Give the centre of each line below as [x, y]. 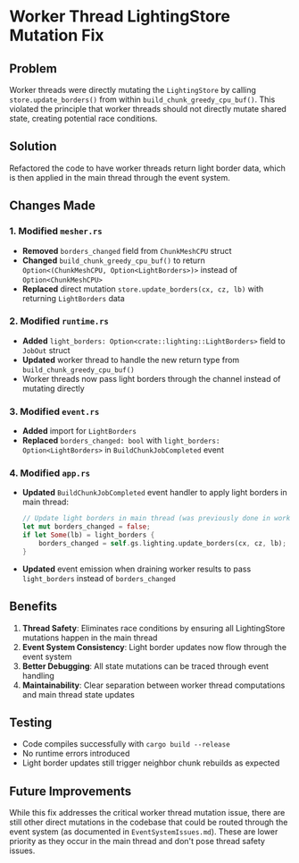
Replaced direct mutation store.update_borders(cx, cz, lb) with [143, 289]
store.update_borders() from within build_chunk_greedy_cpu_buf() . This [142, 99]
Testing [31, 722]
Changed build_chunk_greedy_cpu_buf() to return [113, 260]
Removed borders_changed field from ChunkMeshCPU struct [127, 250]
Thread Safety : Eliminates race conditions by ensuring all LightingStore [154, 628]
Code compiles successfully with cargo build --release [126, 744]
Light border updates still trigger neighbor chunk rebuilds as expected [151, 763]
